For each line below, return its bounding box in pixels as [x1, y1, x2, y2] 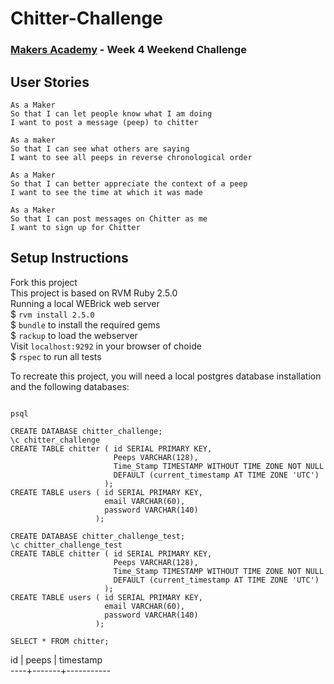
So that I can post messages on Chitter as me [10, 213, 208, 224]
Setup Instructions [10, 250, 129, 267]
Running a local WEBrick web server [10, 297, 160, 309]
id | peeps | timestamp [10, 653, 103, 666]
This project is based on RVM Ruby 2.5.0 [10, 287, 178, 299]
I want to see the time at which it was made [10, 187, 203, 197]
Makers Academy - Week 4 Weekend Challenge [10, 43, 247, 57]
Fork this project [10, 276, 78, 288]
